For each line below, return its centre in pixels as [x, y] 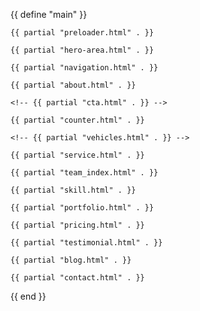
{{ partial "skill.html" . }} [73, 190]
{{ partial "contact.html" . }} [77, 278]
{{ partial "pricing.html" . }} [77, 225]
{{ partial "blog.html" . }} [71, 260]
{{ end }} [28, 296]
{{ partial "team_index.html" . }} [84, 173]
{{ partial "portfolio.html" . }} [82, 208]
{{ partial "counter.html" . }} [77, 120]
